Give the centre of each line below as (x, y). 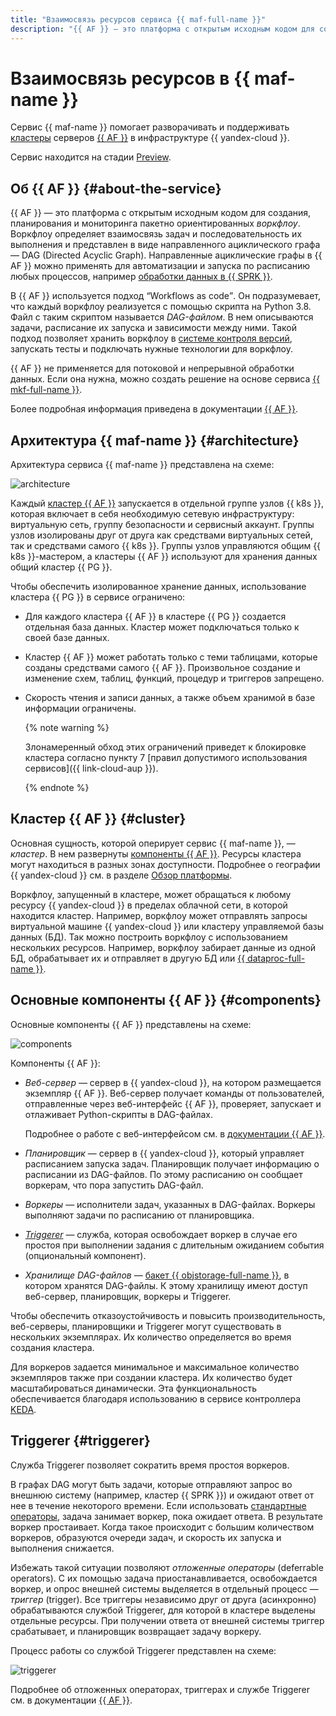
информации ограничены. (80, 708)
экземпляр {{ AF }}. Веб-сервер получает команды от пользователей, (174, 1093)
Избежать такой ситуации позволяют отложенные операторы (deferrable (167, 1567)
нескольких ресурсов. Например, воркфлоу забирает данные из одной (163, 947)
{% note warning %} (67, 728)
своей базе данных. (67, 638)
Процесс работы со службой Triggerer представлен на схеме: (143, 1650)
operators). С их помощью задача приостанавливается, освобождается (164, 1578)
